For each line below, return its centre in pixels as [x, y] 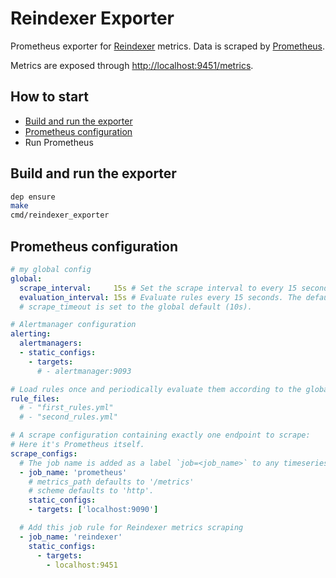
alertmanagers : [51, 343]
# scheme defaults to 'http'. [91, 491]
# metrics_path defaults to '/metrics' [111, 482]
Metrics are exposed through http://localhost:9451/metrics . [132, 65]
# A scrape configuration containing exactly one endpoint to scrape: [160, 435]
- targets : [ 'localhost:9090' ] [93, 510]
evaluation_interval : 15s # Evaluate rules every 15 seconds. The [160, 297]
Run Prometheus [59, 142]
